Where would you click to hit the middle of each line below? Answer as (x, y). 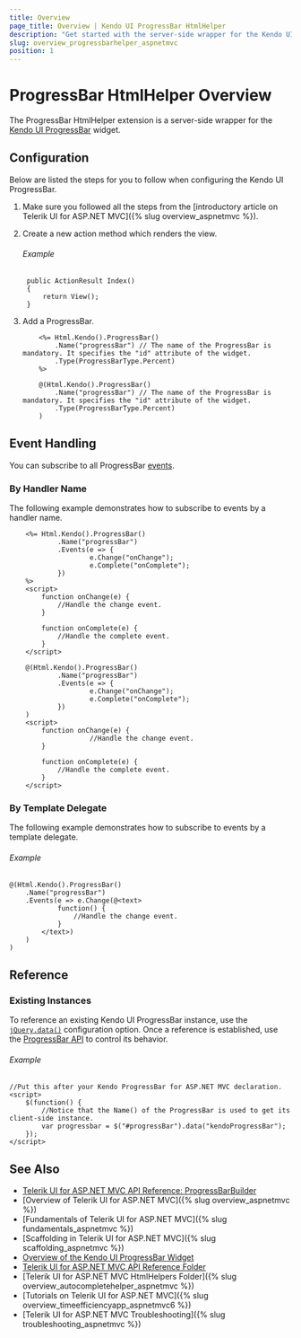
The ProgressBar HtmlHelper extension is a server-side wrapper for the (141, 120)
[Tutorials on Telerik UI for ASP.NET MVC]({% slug (115, 1296)
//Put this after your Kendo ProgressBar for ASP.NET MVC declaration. (146, 1087)
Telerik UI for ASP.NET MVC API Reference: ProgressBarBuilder (139, 1191)
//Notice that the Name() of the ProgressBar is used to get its (166, 1110)
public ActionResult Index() (81, 281)
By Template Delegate (58, 808)
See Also (34, 1169)
